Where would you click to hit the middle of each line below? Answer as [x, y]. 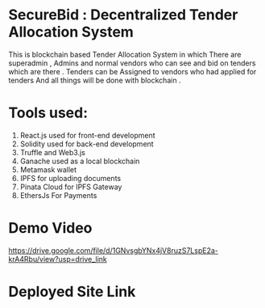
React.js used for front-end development [87, 135]
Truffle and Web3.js [53, 152]
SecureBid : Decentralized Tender [123, 15]
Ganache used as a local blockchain [80, 161]
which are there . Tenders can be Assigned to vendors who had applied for [132, 71]
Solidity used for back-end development [87, 144]
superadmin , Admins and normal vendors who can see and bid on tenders [132, 63]
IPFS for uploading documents [70, 178]
